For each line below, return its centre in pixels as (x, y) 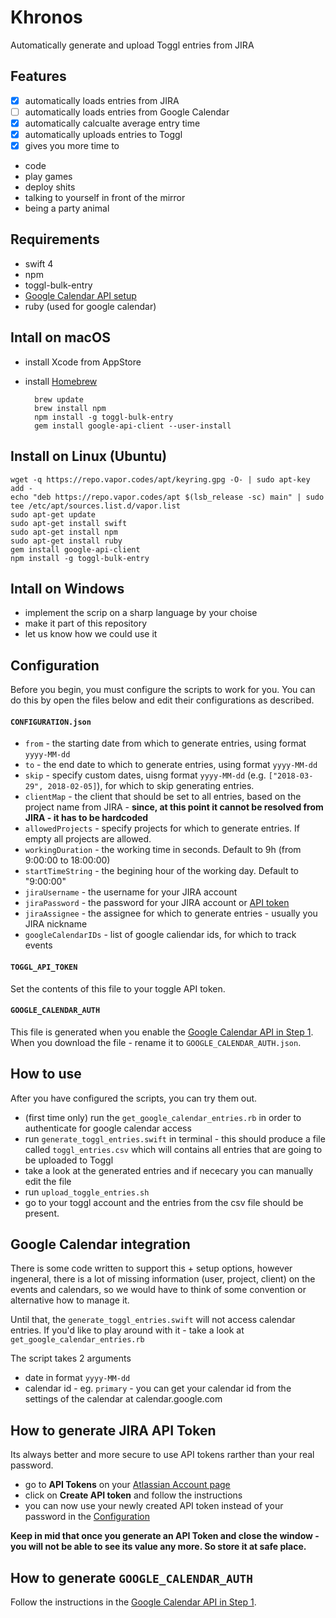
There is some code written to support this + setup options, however (151, 1268)
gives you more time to (72, 145)
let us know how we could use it (91, 634)
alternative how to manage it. (70, 1300)
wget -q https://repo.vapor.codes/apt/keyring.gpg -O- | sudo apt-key (160, 479)
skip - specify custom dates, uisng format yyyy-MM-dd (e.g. (145, 775)
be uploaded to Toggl (69, 1160)
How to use (46, 1074)
